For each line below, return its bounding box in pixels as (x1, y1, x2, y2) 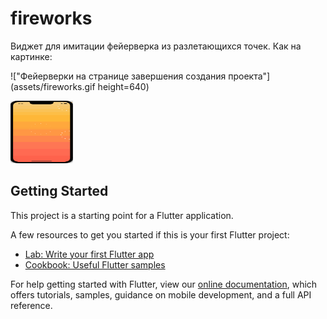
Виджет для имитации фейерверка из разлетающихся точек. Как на (10, 40, 302, 52)
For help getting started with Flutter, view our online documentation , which (10, 278, 318, 290)
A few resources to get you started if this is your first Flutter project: (10, 228, 290, 241)
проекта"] (228, 70, 271, 82)
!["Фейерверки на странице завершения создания (10, 70, 227, 82)
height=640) (97, 80, 150, 92)
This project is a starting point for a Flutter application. (10, 209, 234, 221)
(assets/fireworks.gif (10, 80, 96, 92)
